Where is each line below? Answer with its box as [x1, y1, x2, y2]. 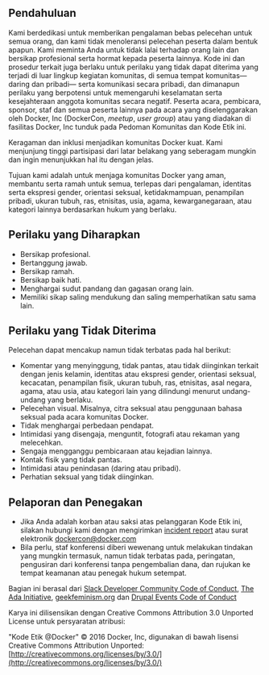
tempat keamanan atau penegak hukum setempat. [19, 568, 187, 578]
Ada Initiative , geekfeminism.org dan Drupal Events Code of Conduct [8, 592, 238, 603]
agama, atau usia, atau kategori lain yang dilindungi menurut [19, 387, 221, 396]
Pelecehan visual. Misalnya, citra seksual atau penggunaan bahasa [19, 404, 242, 413]
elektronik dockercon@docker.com [19, 534, 137, 544]
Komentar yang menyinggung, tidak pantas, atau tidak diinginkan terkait [19, 361, 259, 371]
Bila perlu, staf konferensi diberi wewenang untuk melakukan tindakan [19, 543, 254, 553]
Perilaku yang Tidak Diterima [8, 324, 157, 337]
